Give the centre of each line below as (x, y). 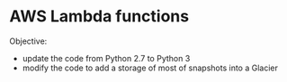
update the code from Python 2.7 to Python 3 (106, 58)
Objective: (28, 41)
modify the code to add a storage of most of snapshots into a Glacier (150, 68)
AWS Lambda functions (99, 16)
